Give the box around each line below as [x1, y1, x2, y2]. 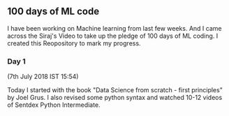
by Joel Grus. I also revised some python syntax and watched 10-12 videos [7, 94, 223, 102]
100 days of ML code [7, 6, 100, 17]
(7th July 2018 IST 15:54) [7, 73, 79, 81]
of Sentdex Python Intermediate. [7, 101, 101, 109]
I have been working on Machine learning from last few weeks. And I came [7, 24, 222, 32]
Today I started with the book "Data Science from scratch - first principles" [7, 86, 223, 94]
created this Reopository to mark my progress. [7, 38, 141, 48]
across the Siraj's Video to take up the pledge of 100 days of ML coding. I [7, 31, 219, 40]
